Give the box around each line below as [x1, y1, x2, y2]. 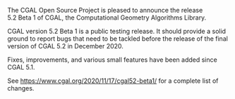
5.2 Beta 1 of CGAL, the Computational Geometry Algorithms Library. [7, 13, 207, 22]
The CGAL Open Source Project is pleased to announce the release [7, 6, 203, 14]
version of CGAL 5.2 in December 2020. [7, 42, 123, 50]
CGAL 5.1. [7, 63, 35, 71]
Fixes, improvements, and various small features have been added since [7, 55, 217, 64]
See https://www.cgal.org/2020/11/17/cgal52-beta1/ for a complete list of [7, 77, 219, 85]
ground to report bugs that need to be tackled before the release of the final [7, 34, 228, 43]
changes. [7, 84, 35, 92]
